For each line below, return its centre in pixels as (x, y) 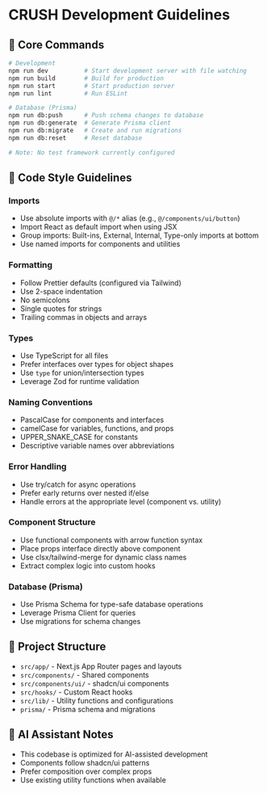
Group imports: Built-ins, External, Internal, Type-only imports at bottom (140, 235)
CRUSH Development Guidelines (119, 15)
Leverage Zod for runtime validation (79, 381)
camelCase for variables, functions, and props (97, 428)
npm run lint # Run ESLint (68, 93)
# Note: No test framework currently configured (92, 152)
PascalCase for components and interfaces (92, 420)
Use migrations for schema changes (80, 622)
